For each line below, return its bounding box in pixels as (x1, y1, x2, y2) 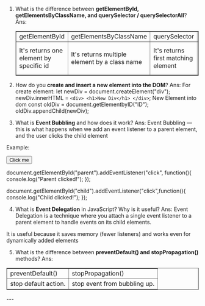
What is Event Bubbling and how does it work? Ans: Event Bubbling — (15, 119, 192, 126)
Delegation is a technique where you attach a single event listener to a (15, 212, 192, 219)
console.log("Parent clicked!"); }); (6, 176, 91, 182)
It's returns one (19, 46, 63, 54)
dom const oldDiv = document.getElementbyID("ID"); (15, 101, 149, 108)
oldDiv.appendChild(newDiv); (15, 107, 90, 115)
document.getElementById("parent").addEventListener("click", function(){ (6, 169, 192, 176)
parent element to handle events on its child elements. (15, 219, 151, 226)
